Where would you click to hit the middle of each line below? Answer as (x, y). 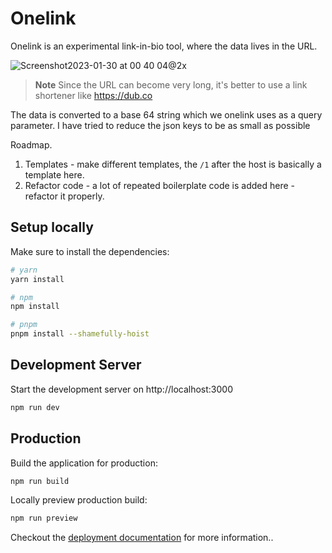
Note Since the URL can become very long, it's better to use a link (171, 84)
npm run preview (44, 518)
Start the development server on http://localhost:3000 (121, 389)
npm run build (40, 481)
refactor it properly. (64, 196)
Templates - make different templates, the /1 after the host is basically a (173, 164)
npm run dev (35, 407)
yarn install (37, 279)
